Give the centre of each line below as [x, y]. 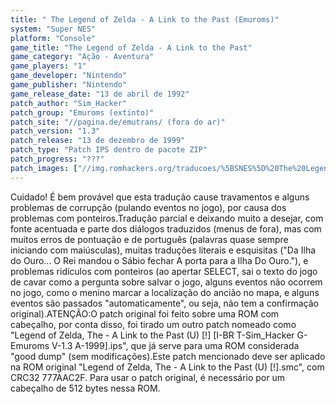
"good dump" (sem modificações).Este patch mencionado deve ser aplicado [168, 356]
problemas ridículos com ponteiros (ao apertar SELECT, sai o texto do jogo [164, 271]
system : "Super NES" [53, 29]
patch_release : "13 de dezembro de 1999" [98, 141]
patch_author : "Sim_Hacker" [69, 103]
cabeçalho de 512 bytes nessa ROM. [85, 388]
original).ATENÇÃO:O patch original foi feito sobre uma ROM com [145, 313]
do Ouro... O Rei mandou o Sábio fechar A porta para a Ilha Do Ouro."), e [159, 260]
